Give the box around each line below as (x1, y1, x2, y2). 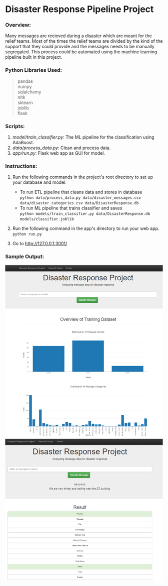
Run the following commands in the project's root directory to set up (12, 174, 153, 180)
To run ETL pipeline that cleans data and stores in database (19, 189, 142, 195)
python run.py (12, 232, 42, 237)
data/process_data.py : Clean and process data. (12, 145, 111, 151)
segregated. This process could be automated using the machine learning (5, 49, 157, 55)
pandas (17, 78, 33, 84)
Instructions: (5, 163, 37, 169)
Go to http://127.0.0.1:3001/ (12, 241, 67, 247)
